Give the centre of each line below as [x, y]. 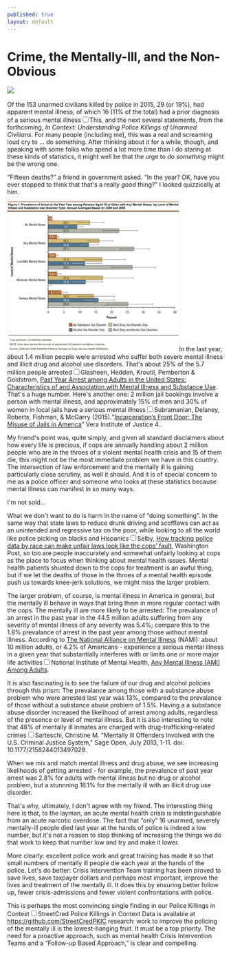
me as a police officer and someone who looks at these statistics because [112, 481]
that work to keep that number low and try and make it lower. [93, 842]
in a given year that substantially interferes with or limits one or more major [113, 654]
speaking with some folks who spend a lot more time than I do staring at [109, 149]
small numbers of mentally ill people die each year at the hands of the [106, 863]
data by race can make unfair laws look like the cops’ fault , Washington [108, 546]
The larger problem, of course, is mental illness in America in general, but [111, 595]
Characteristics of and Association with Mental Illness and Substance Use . [112, 386]
